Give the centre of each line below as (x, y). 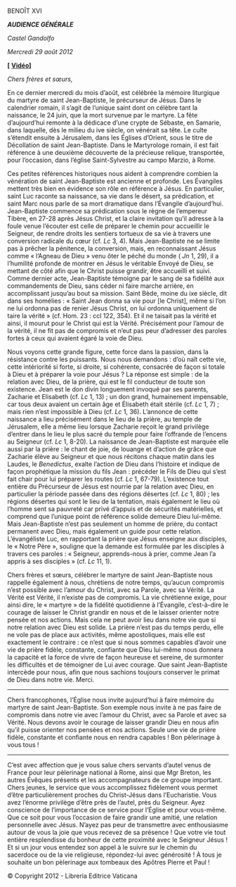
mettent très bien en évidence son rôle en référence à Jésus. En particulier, (116, 189)
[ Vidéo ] (19, 65)
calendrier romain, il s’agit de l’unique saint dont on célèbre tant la (103, 108)
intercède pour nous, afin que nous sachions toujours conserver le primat (113, 672)
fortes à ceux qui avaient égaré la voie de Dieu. (76, 338)
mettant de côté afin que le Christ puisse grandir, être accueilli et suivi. (110, 271)
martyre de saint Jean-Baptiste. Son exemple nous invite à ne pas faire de (114, 707)
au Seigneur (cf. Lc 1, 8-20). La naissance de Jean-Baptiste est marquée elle (118, 441)
